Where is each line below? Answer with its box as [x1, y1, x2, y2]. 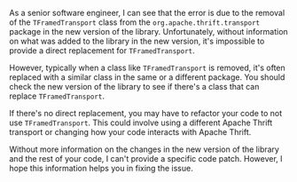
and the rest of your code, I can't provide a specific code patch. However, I [9, 154, 283, 163]
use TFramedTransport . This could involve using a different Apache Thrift [9, 117, 273, 128]
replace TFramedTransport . [9, 91, 105, 101]
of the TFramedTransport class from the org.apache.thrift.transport [9, 17, 261, 28]
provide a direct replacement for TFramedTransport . [9, 45, 195, 56]
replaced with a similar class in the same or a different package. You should [9, 72, 285, 83]
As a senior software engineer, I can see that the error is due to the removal [9, 8, 285, 18]
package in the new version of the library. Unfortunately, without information [9, 27, 288, 36]
